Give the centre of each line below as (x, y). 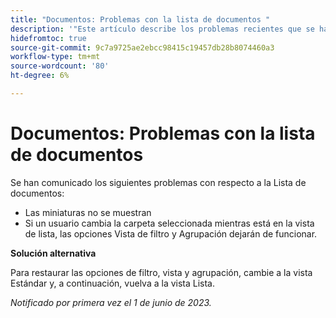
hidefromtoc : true (48, 38)
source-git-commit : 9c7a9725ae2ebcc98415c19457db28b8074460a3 (142, 47)
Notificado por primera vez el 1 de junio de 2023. (111, 302)
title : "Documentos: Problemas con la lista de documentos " (140, 19)
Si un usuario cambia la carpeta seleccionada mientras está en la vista (169, 223)
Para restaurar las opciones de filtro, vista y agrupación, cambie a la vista (161, 272)
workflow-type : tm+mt (55, 57)
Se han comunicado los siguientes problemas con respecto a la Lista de (158, 182)
